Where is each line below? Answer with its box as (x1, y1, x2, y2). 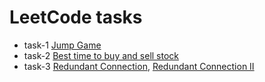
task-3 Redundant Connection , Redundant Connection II (23, 60, 255, 72)
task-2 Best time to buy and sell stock (23, 49, 180, 61)
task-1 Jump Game (23, 39, 102, 51)
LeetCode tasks (9, 6, 143, 29)
